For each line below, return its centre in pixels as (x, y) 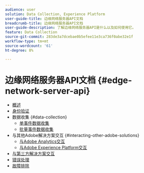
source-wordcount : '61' (29, 46)
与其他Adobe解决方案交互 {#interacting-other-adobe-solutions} (76, 135)
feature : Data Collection (31, 32)
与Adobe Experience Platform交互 (53, 148)
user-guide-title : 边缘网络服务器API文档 (44, 19)
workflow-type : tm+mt (27, 41)
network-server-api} (48, 91)
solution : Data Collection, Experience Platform (55, 14)
